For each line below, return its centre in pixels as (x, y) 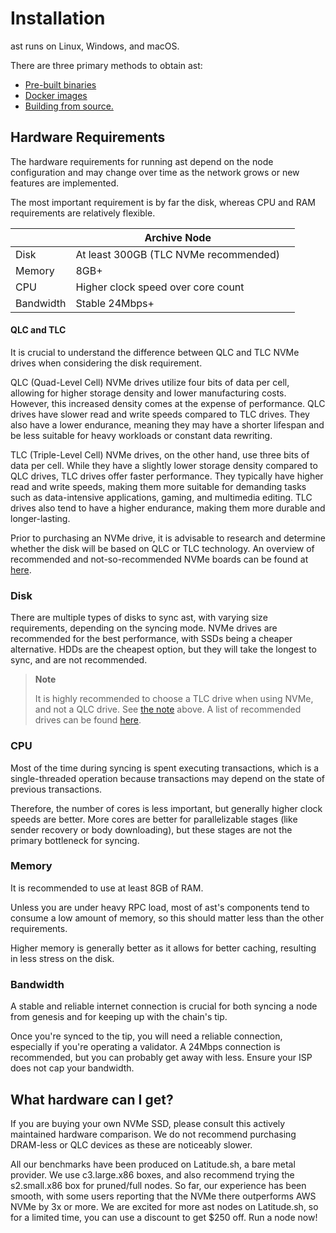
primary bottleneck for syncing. (75, 840)
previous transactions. (56, 789)
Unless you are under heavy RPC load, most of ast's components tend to (160, 907)
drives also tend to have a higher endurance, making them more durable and (168, 508)
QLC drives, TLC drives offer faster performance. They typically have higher (167, 476)
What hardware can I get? (92, 1099)
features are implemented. (65, 183)
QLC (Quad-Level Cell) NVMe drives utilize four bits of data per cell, (150, 382)
